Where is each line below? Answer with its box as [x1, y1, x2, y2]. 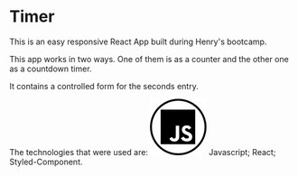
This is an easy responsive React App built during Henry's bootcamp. [9, 36, 267, 47]
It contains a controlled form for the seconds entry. [9, 80, 199, 91]
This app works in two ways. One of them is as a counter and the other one [9, 53, 289, 64]
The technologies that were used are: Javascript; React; [9, 146, 276, 157]
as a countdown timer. [9, 63, 92, 74]
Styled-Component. [9, 156, 83, 167]
